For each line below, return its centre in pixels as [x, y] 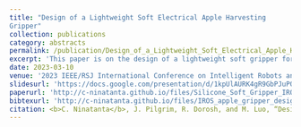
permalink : [30, 51]
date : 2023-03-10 [42, 68]
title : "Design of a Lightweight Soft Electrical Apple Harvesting [138, 17]
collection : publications [57, 34]
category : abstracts [48, 42]
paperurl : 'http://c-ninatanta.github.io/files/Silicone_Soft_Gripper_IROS [154, 92]
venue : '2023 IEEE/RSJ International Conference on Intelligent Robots [146, 76]
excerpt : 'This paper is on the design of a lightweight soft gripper [144, 59]
